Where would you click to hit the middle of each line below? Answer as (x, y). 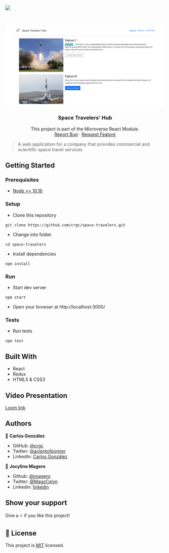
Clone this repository (34, 215)
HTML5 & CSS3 (29, 379)
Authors (18, 424)
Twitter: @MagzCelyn (35, 481)
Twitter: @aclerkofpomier (39, 451)
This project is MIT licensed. (35, 545)
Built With (21, 356)
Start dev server (29, 288)
